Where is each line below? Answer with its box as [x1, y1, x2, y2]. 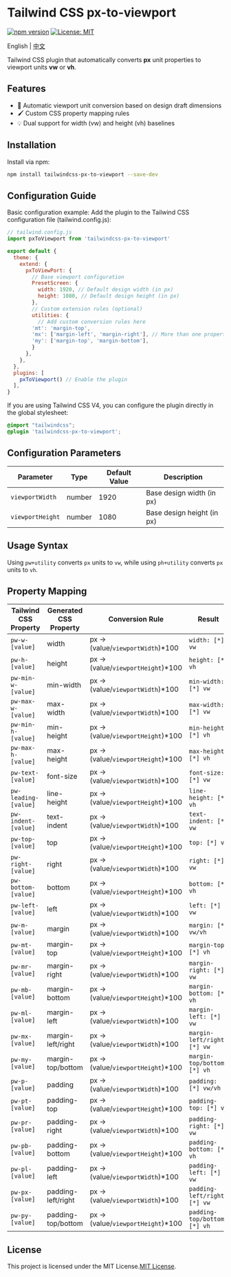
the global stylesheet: [7, 409, 69, 417]
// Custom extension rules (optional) [32, 305, 143, 312]
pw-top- [10, 835, 36, 844]
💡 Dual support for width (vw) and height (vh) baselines [16, 119, 175, 127]
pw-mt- [10, 941, 32, 949]
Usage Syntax [7, 540, 69, 552]
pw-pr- [10, 1118, 32, 1127]
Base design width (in [146, 488, 217, 498]
